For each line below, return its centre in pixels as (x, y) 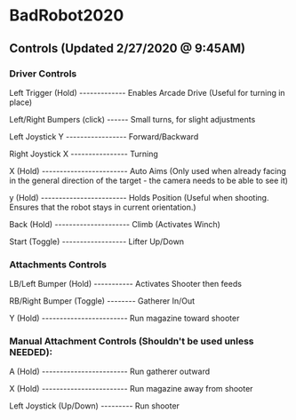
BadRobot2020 (67, 16)
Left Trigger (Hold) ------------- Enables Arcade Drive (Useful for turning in (148, 92)
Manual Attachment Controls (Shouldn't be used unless (132, 341)
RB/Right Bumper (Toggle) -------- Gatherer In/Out (102, 301)
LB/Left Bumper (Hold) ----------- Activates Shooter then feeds (126, 284)
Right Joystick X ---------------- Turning (84, 154)
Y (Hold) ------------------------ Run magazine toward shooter (124, 318)
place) (21, 102)
